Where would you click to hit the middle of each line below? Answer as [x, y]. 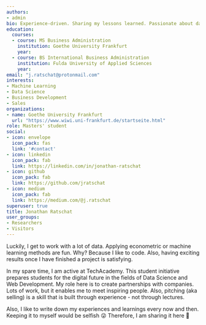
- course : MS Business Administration [62, 40]
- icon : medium [26, 189]
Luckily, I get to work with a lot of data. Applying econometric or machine [99, 246]
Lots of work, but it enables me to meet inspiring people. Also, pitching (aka [102, 290]
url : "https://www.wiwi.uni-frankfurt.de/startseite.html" [89, 120]
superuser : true [27, 206]
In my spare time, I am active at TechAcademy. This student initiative [93, 271]
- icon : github [26, 172]
